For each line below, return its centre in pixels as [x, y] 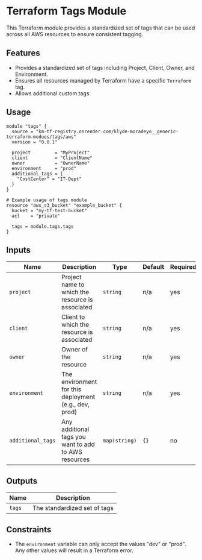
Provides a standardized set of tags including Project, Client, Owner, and [105, 68]
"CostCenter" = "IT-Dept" [50, 179]
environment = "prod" [44, 168]
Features [23, 53]
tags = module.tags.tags [43, 226]
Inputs [19, 250]
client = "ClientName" [52, 158]
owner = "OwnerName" [51, 163]
